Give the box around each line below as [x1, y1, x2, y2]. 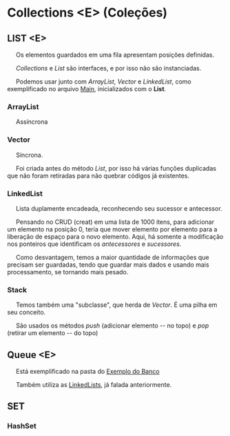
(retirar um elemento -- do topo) [7, 329, 98, 337]
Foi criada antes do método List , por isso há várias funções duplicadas [16, 164, 217, 172]
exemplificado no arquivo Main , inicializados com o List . [7, 85, 167, 93]
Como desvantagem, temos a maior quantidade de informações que [16, 253, 209, 261]
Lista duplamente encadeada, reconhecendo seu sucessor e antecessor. [16, 204, 222, 212]
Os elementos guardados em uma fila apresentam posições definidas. [16, 50, 215, 59]
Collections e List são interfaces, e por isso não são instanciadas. [16, 64, 202, 72]
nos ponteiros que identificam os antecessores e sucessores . [7, 240, 182, 248]
